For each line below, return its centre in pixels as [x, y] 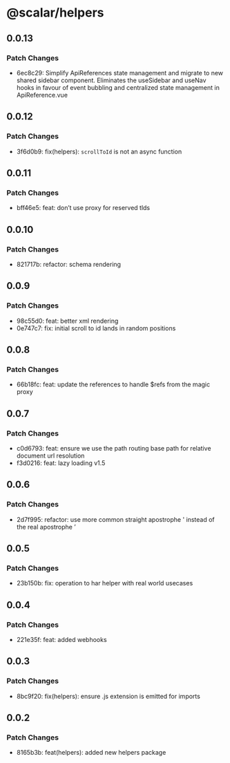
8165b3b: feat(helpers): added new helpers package [91, 753]
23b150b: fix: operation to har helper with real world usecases [105, 583]
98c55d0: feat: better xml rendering [67, 321]
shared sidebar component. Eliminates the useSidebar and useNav [111, 80]
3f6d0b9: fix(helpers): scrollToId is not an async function [99, 151]
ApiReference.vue [42, 95]
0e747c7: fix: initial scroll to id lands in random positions [96, 328]
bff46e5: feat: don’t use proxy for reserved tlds [83, 208]
